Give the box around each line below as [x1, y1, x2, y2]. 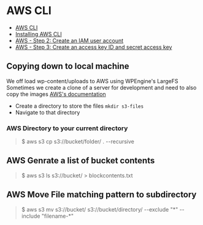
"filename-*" [41, 212, 74, 219]
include [21, 212, 40, 219]
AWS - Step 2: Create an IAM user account [15, 37, 124, 44]
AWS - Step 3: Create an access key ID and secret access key [15, 43, 172, 51]
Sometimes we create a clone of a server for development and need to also [6, 84, 197, 91]
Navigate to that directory [15, 108, 80, 116]
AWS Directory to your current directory [6, 124, 128, 132]
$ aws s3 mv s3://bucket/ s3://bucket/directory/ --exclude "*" [21, 205, 178, 213]
